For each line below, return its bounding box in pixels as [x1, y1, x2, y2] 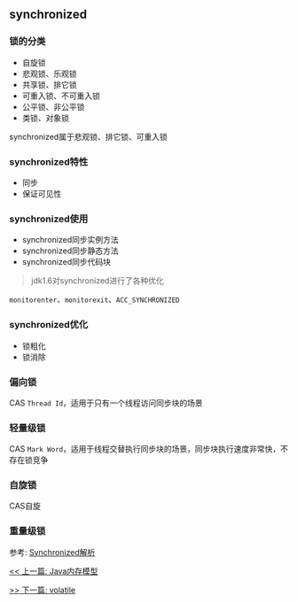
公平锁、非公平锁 [21, 101, 85, 112]
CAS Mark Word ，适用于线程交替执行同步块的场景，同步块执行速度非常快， [9, 444, 281, 454]
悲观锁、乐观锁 [21, 68, 77, 79]
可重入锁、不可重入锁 [21, 90, 100, 101]
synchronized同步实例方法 [21, 235, 119, 245]
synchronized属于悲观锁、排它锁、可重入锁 [9, 131, 168, 142]
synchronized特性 [9, 155, 89, 167]
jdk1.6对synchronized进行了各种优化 [30, 275, 164, 286]
